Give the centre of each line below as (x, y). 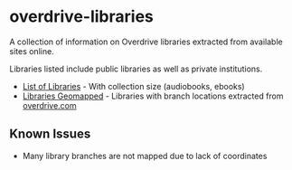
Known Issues (50, 134)
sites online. (32, 51)
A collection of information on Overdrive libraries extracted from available (146, 42)
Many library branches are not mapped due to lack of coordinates (145, 156)
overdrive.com (49, 105)
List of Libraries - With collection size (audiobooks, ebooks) (134, 86)
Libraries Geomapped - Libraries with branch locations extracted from (153, 96)
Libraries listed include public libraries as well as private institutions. (136, 69)
